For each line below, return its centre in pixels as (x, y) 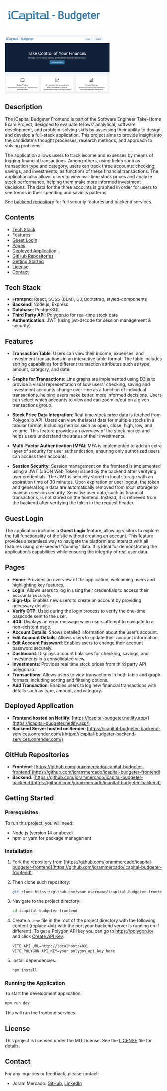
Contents (20, 218)
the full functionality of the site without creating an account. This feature (79, 536)
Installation (19, 851)
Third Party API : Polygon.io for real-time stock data (65, 315)
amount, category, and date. (41, 369)
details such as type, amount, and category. (57, 690)
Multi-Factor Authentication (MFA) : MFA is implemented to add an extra (87, 446)
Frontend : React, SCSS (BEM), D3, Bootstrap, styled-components (80, 299)
